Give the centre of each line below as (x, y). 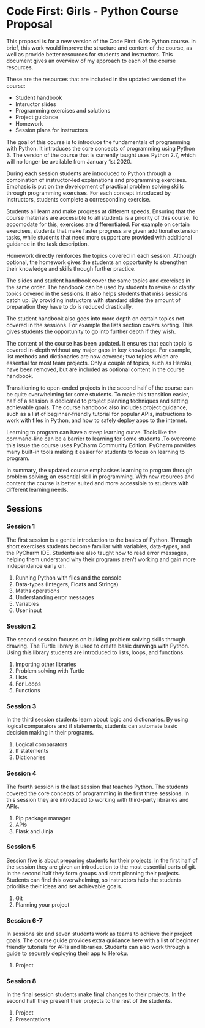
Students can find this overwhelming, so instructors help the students (94, 880)
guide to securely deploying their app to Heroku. (67, 953)
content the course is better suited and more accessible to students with (98, 483)
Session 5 (21, 847)
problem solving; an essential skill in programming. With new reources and (100, 477)
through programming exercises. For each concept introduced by (89, 193)
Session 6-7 (24, 920)
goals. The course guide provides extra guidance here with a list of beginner (102, 940)
